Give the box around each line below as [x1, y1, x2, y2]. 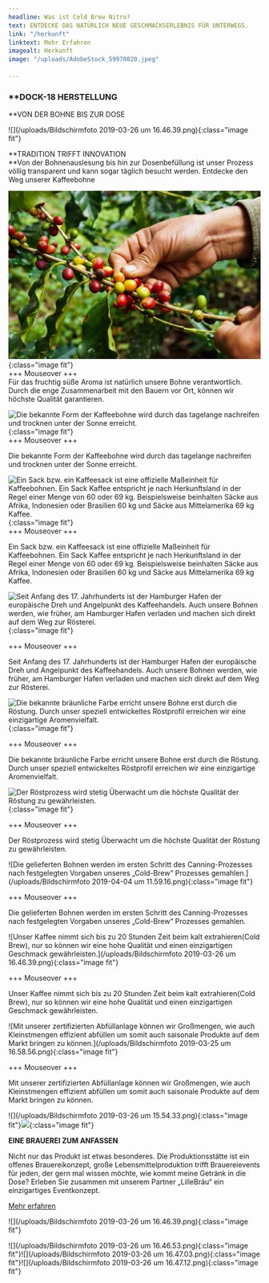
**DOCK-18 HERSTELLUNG [8, 91, 118, 102]
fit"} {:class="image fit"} [8, 1120, 94, 1130]
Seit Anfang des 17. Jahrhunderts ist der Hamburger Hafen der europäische [8, 656, 257, 666]
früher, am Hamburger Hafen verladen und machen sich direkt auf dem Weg [8, 673, 260, 683]
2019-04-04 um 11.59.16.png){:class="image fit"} [91, 876, 254, 886]
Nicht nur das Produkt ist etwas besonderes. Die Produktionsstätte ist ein [8, 1151, 250, 1161]
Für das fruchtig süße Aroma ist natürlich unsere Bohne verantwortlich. [8, 377, 243, 386]
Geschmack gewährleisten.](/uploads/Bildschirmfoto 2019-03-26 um [8, 949, 236, 958]
